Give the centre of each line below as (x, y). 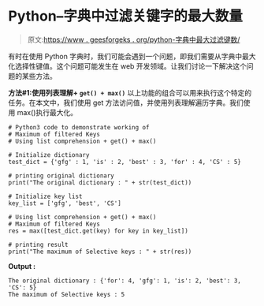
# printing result (38, 244)
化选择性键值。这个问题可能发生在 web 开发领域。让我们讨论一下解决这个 (127, 66)
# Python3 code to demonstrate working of (79, 127)
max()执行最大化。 (47, 112)
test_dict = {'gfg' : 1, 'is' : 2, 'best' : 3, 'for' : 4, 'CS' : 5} (125, 162)
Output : (22, 266)
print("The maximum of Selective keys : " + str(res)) (100, 252)
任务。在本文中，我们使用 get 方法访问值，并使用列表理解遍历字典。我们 (126, 103)
